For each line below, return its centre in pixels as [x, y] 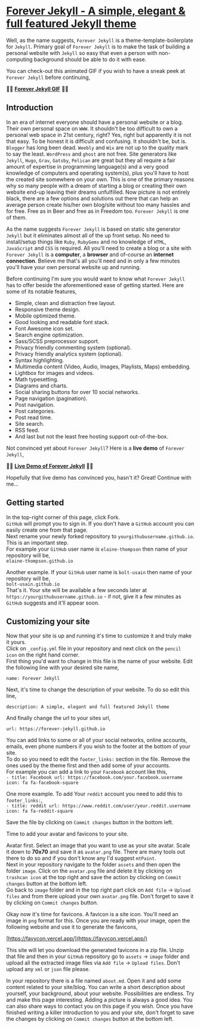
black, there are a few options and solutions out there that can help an [92, 198]
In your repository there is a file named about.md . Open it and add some [94, 981]
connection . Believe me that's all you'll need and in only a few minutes [93, 261]
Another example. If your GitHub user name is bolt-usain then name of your [99, 572]
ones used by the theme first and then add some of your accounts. [88, 765]
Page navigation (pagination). [51, 398]
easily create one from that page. [47, 530]
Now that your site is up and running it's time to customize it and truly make [99, 636]
